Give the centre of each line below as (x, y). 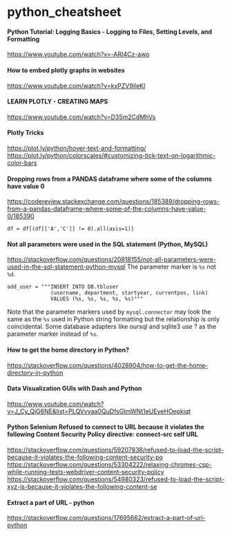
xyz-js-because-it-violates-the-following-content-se (82, 487)
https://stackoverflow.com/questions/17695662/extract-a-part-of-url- (106, 518)
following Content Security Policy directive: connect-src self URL (103, 434)
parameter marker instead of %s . (53, 334)
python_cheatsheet (65, 12)
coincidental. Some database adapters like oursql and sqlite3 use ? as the (112, 327)
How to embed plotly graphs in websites (66, 70)
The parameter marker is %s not (171, 267)
